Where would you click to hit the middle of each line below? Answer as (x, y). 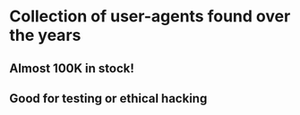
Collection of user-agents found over (150, 16)
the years (45, 35)
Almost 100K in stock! (72, 68)
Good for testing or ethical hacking (108, 99)
